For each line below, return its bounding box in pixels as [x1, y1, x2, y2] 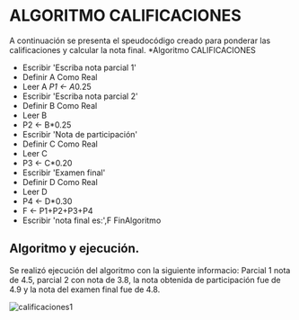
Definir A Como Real [22, 71, 98, 82]
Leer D [22, 186, 48, 197]
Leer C [22, 147, 48, 158]
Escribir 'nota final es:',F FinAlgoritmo [22, 215, 162, 226]
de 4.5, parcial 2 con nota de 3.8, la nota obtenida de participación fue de [9, 274, 281, 285]
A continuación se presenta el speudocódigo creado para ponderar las [9, 35, 271, 46]
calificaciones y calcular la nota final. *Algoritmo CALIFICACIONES [9, 44, 256, 55]
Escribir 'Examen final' [22, 167, 106, 178]
